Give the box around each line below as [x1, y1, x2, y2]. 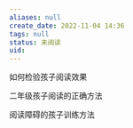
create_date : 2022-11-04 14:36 [9, 21, 125, 30]
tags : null [9, 29, 50, 38]
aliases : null [9, 12, 62, 22]
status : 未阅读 [9, 37, 61, 47]
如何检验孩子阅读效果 [9, 72, 87, 83]
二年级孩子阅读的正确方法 [9, 91, 103, 101]
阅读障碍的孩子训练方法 [9, 109, 95, 120]
